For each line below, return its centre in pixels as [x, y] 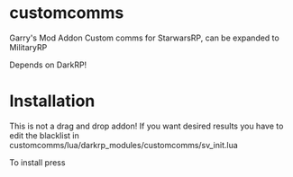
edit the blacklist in [44, 135]
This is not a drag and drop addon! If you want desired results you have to [146, 126]
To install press [37, 162]
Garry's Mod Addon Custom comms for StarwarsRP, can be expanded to [144, 38]
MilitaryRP [28, 47]
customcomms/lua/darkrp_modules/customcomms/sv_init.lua [124, 145]
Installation [52, 101]
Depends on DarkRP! [48, 65]
